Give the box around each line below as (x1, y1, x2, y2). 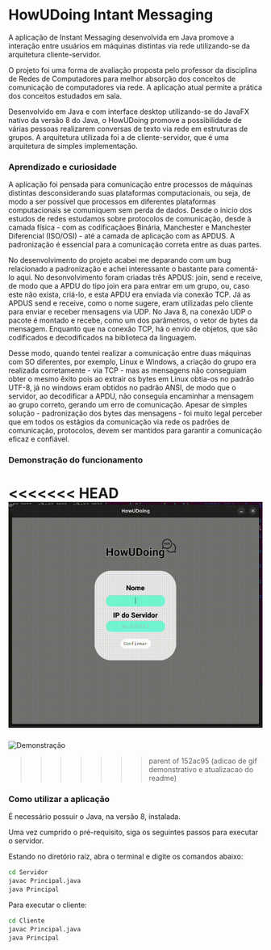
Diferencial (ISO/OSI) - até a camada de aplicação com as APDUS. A (8, 231, 236, 241)
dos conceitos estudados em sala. (8, 91, 123, 100)
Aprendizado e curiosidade (8, 161, 117, 172)
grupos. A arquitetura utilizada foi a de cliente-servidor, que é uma (8, 132, 230, 142)
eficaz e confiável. (8, 434, 70, 444)
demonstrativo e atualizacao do (148, 764, 254, 774)
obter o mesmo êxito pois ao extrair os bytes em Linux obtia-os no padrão (8, 374, 255, 384)
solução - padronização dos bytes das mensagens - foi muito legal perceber (8, 408, 263, 418)
